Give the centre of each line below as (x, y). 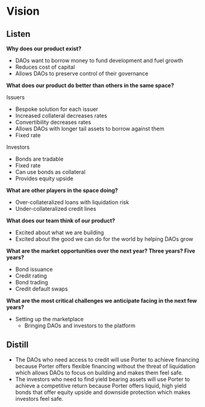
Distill (17, 345)
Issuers (16, 97)
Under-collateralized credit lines (56, 209)
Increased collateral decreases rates (61, 116)
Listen (18, 34)
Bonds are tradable (39, 159)
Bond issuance (34, 269)
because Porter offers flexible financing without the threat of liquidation (105, 366)
